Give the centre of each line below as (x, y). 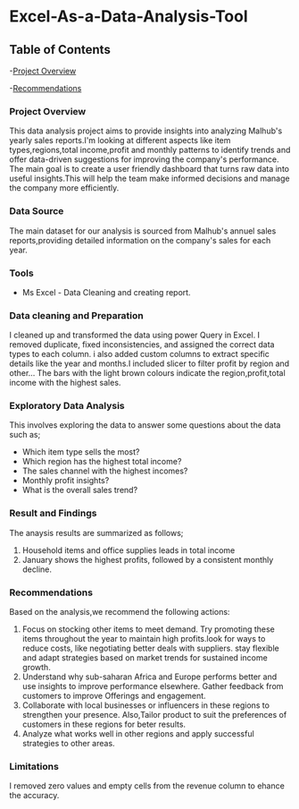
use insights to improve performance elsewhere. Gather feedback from (153, 686)
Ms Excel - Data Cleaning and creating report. (106, 292)
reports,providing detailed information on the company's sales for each (140, 240)
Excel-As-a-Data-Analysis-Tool (129, 17)
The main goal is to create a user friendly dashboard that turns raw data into (149, 169)
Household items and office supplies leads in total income (129, 550)
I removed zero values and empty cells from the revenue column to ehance (147, 786)
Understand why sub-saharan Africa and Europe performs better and (149, 677)
